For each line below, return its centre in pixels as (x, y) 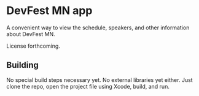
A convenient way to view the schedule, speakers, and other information (98, 28)
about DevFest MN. (31, 34)
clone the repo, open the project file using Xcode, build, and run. (88, 86)
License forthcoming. (33, 46)
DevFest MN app (49, 11)
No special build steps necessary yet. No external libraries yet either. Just (99, 79)
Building (22, 65)
